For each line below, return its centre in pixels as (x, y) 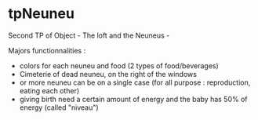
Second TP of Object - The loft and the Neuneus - (89, 35)
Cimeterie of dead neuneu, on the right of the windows (108, 74)
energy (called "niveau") (59, 107)
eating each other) (49, 90)
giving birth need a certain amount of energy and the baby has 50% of (134, 99)
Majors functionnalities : (47, 50)
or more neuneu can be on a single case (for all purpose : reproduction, (135, 82)
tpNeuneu (41, 14)
